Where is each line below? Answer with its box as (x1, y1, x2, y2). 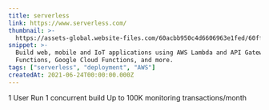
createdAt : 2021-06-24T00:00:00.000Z (8, 71, 134, 79)
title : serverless (8, 11, 70, 20)
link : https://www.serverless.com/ (8, 19, 127, 27)
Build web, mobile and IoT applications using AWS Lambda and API (15, 49, 242, 57)
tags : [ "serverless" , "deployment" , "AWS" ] (8, 64, 156, 72)
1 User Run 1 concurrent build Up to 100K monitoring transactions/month (8, 92, 247, 102)
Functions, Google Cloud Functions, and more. (15, 57, 174, 65)
